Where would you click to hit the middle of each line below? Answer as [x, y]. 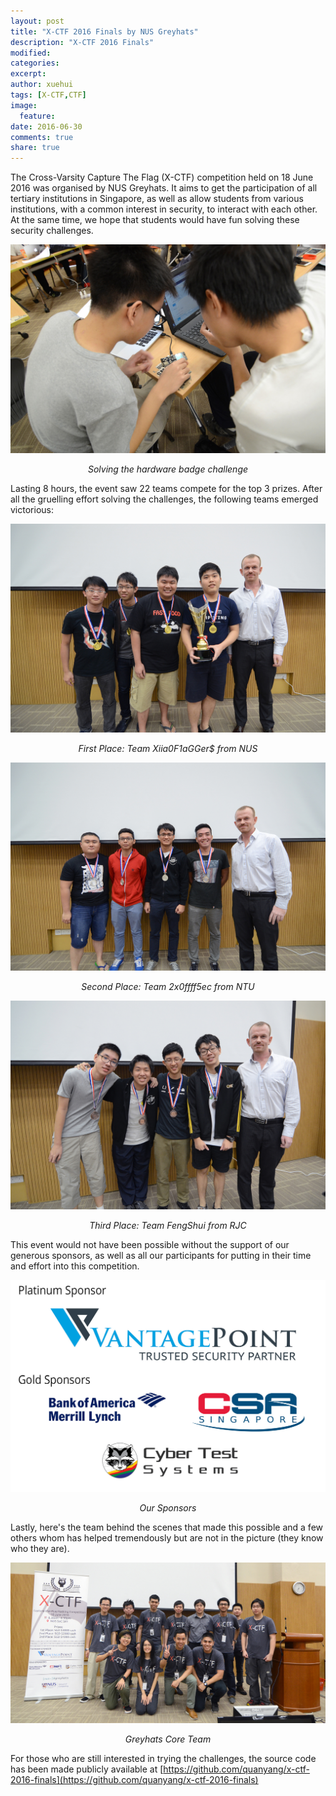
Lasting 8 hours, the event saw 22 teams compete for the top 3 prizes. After [166, 488]
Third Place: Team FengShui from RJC [168, 1225]
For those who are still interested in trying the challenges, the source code [163, 1759]
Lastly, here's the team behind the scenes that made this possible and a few [166, 1527]
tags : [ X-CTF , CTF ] [48, 95]
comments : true [42, 137]
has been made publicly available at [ [87, 1769]
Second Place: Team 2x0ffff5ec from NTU [168, 987]
